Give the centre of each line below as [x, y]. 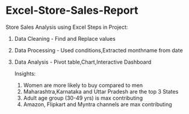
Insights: [25, 73]
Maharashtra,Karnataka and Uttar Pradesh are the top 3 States [101, 91]
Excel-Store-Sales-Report [72, 10]
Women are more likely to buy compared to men [83, 85]
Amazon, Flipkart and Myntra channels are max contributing [98, 104]
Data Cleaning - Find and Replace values [65, 38]
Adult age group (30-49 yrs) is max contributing [83, 98]
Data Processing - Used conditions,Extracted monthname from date [98, 50]
